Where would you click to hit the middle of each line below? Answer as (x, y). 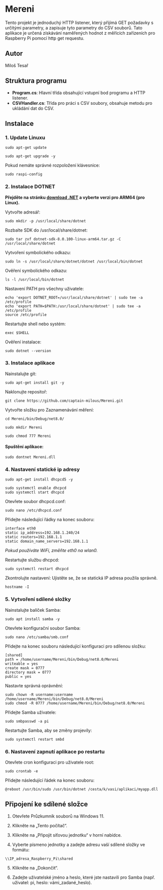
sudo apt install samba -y (32, 619)
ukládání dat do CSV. (33, 108)
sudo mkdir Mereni (24, 427)
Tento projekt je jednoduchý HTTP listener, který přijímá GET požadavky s (79, 23)
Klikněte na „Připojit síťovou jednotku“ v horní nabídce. (67, 835)
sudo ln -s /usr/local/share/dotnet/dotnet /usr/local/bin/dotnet (74, 261)
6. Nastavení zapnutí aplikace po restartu (55, 751)
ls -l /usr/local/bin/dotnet (35, 279)
